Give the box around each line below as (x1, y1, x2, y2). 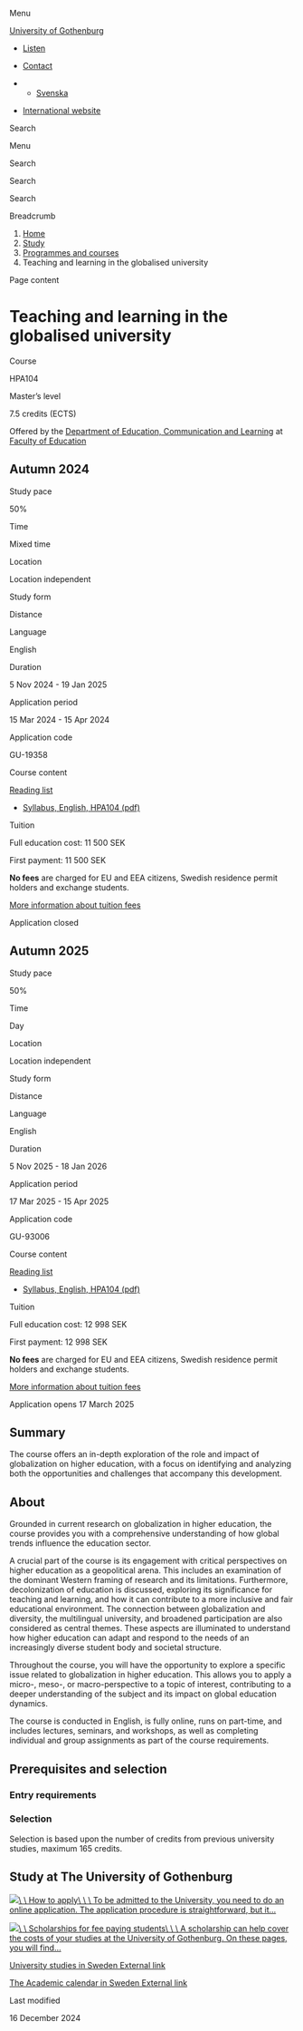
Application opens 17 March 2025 (9, 1398, 135, 1409)
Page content (9, 275, 60, 285)
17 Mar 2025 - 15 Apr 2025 (9, 1196, 109, 1207)
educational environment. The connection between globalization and (9, 1604, 266, 1615)
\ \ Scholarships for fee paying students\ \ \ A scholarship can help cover (18, 1922, 289, 1934)
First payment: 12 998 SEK (9, 1336, 109, 1347)
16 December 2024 (9, 2012, 81, 2023)
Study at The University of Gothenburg (9, 1870, 233, 1885)
